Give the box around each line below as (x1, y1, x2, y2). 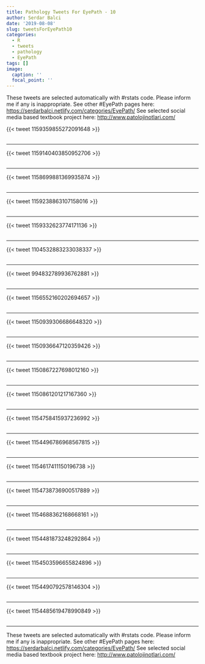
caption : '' (12, 72, 43, 78)
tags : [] (6, 60, 29, 66)
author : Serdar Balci (6, 15, 62, 21)
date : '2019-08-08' (6, 20, 56, 26)
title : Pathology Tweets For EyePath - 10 (6, 9, 116, 15)
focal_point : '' (12, 77, 53, 83)
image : (6, 65, 23, 72)
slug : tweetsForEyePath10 (6, 26, 72, 32)
